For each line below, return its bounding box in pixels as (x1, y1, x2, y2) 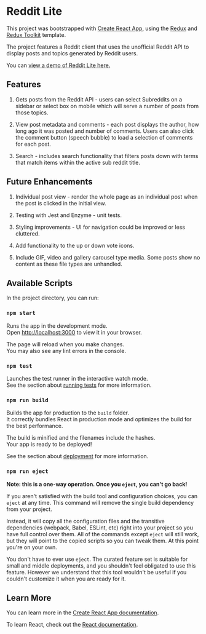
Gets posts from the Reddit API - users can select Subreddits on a (15, 95, 183, 103)
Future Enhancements (6, 176, 93, 187)
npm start (6, 309, 36, 317)
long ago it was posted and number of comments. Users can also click (15, 127, 194, 135)
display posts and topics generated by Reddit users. (6, 49, 138, 57)
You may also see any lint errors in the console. (6, 347, 126, 354)
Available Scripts (6, 278, 73, 288)
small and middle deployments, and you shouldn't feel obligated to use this (6, 561, 196, 569)
